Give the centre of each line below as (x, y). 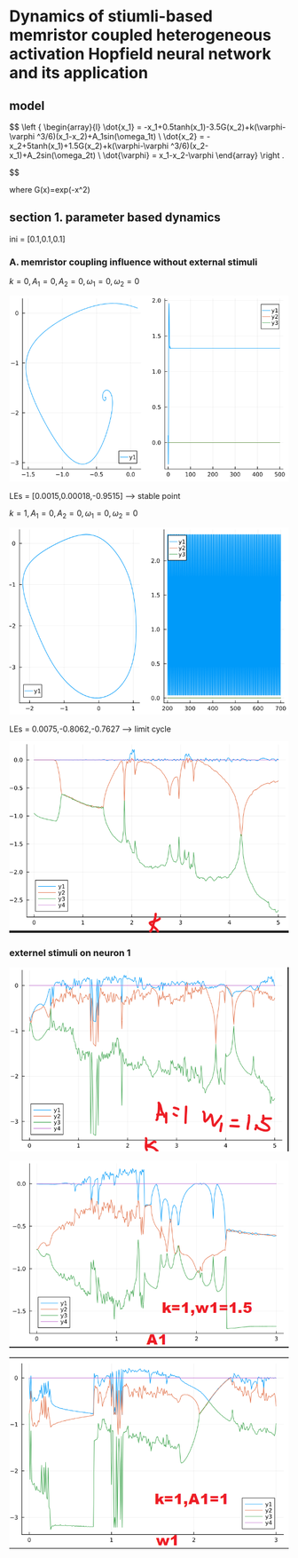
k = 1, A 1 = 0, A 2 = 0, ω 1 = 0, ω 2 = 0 (74, 514)
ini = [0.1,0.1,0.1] (37, 239)
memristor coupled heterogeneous (141, 35)
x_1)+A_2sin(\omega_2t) (52, 155)
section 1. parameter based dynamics (115, 218)
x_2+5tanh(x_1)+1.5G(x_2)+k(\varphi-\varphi (89, 146)
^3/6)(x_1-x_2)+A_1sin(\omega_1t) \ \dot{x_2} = (121, 136)
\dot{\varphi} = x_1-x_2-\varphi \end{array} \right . (193, 155)
